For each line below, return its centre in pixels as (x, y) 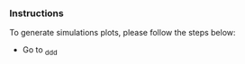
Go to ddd (40, 51)
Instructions (37, 13)
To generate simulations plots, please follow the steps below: (122, 33)
